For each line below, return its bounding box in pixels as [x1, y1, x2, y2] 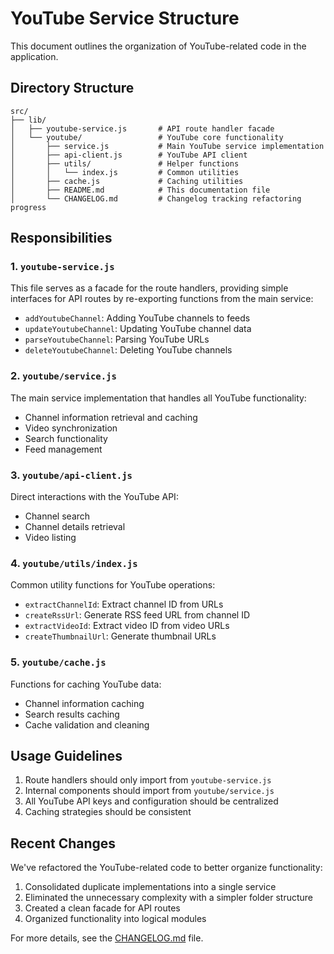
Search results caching [24, 708, 120, 720]
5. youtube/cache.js [10, 655, 107, 669]
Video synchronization [24, 422, 118, 434]
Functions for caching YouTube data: [10, 678, 162, 690]
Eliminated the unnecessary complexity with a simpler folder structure [24, 892, 313, 904]
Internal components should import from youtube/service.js [24, 785, 275, 797]
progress [10, 202, 47, 212]
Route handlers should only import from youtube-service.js [24, 774, 272, 786]
